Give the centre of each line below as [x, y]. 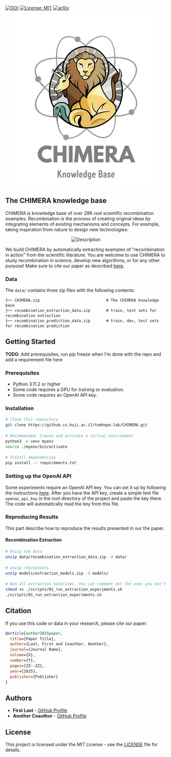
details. [13, 750]
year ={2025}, [24, 671]
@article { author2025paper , [34, 633]
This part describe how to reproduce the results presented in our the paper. [85, 528]
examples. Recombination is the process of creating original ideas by [78, 218]
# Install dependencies [31, 457]
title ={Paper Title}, [33, 639]
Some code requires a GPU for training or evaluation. [68, 390]
